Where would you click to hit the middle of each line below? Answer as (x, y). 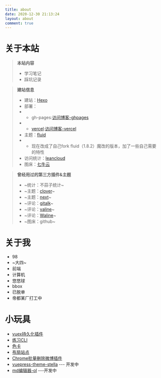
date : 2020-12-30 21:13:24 (32, 14)
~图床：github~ (40, 221)
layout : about (19, 18)
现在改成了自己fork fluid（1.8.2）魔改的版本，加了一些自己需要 (94, 146)
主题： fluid (35, 135)
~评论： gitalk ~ (39, 203)
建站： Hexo (36, 100)
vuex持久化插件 (28, 334)
